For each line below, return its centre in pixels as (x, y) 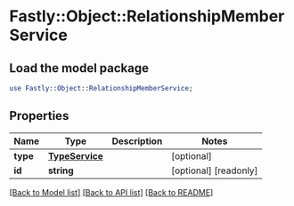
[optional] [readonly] (214, 170)
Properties (39, 116)
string (61, 170)
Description (137, 141)
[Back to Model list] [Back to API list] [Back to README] (111, 192)
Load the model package (79, 68)
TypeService (76, 155)
